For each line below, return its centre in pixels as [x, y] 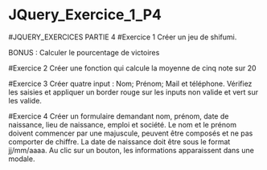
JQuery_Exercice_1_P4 [85, 15]
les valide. [25, 100]
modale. [22, 159]
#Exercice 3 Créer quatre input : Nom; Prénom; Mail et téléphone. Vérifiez [130, 83]
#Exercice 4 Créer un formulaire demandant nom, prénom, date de [119, 116]
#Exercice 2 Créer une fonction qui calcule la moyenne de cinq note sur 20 [132, 68]
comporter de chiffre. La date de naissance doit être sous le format [119, 141]
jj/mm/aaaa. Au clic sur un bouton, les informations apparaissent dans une [131, 150]
